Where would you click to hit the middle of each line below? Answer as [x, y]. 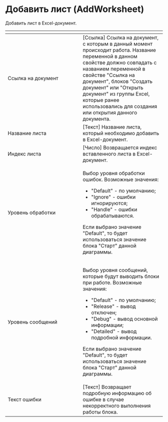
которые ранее [101, 100]
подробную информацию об [117, 393]
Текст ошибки [24, 399]
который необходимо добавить [121, 133]
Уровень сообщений [32, 322]
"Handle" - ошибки [114, 209]
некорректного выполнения [117, 405]
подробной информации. [121, 337]
